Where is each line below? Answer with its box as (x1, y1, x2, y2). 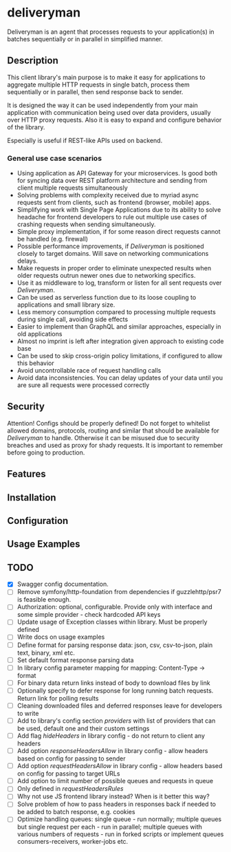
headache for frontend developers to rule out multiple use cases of (16, 213, 208, 221)
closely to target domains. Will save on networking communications (16, 250, 209, 258)
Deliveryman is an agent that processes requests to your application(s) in (7, 28, 214, 36)
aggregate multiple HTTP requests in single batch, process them (7, 80, 190, 89)
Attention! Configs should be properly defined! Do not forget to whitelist (7, 419, 210, 427)
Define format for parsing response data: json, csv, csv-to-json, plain (16, 641, 213, 649)
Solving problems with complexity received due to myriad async (16, 191, 199, 199)
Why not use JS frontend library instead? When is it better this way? (16, 792, 210, 800)
